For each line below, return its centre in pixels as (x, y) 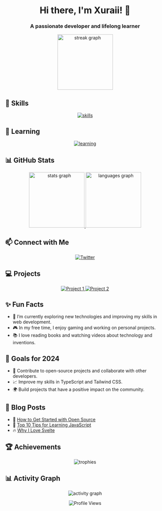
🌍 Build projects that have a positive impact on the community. (78, 389)
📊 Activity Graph (33, 479)
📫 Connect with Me (37, 243)
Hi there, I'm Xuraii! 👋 (85, 10)
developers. (25, 376)
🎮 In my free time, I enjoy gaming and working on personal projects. (84, 328)
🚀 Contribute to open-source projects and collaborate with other (79, 371)
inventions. (24, 343)
